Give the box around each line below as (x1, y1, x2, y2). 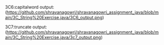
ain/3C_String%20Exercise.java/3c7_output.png (5, 34, 102, 40)
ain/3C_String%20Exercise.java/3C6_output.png (5, 15, 103, 20)
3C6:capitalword (5, 4, 39, 10)
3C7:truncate (5, 24, 32, 30)
